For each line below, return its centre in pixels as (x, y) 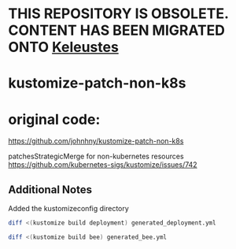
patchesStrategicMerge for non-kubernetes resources (96, 156)
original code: (54, 119)
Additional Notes (50, 190)
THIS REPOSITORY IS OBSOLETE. (118, 14)
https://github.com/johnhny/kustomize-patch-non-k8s (96, 141)
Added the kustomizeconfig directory (69, 209)
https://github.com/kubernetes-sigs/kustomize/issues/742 (103, 165)
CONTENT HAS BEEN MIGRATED (117, 30)
